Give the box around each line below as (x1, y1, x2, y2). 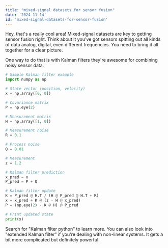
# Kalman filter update (5, 188, 56, 194)
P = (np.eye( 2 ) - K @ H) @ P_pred (5, 202, 79, 208)
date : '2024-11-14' (5, 12, 47, 17)
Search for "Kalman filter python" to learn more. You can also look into (5, 226, 153, 232)
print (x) (5, 216, 24, 222)
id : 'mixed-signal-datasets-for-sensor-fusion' (5, 17, 108, 22)
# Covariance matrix (5, 100, 49, 105)
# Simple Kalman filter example (5, 72, 74, 77)
